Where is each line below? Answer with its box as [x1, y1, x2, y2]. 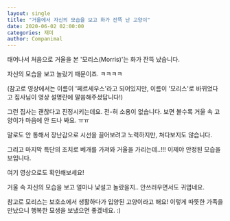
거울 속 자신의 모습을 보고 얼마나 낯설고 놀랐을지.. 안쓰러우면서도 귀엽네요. [7, 183, 205, 191]
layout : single [7, 10, 51, 17]
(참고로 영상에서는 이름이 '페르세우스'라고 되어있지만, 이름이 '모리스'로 [7, 84, 194, 93]
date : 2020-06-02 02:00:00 [7, 23, 84, 30]
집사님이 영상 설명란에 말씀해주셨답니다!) [14, 93, 124, 102]
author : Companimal [7, 36, 63, 43]
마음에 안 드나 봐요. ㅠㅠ [25, 116, 90, 124]
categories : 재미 [7, 29, 54, 36]
